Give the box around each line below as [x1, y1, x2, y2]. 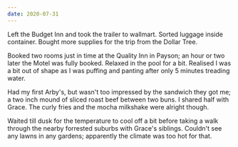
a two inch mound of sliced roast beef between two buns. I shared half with [7, 95, 229, 104]
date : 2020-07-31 [7, 10, 59, 18]
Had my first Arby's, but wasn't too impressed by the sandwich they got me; [7, 87, 232, 96]
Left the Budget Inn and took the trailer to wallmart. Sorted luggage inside [7, 30, 223, 38]
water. [7, 74, 26, 82]
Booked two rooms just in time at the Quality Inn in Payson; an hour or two [7, 51, 225, 60]
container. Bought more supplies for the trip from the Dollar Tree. [7, 37, 198, 46]
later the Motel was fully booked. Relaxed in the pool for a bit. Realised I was [7, 58, 232, 67]
